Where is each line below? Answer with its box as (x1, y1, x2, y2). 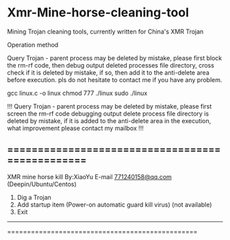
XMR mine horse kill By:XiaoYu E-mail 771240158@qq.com (7, 172, 172, 181)
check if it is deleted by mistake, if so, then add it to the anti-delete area (7, 68, 210, 77)
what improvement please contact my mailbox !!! (7, 124, 144, 132)
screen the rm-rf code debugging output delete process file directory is (7, 109, 209, 118)
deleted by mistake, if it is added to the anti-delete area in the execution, (7, 116, 212, 124)
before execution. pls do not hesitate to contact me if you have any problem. (7, 75, 222, 83)
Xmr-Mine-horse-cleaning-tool (7, 5, 190, 21)
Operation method (7, 40, 59, 49)
